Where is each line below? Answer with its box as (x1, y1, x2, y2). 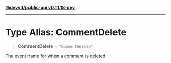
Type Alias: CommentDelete (5, 27, 127, 38)
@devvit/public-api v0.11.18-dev (5, 5, 75, 10)
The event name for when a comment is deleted (5, 53, 106, 59)
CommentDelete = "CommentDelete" (17, 43, 93, 49)
